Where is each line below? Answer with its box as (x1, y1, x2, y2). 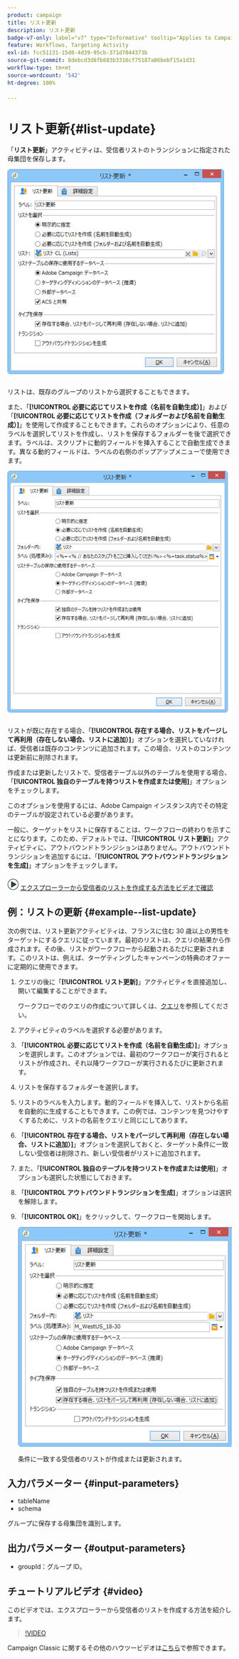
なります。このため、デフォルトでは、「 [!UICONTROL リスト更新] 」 (19, 834, 218, 843)
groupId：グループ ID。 (17, 1563, 86, 1571)
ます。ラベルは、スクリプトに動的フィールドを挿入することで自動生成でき (7, 438, 225, 447)
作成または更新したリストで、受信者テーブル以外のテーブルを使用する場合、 (7, 768, 231, 776)
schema (17, 1504, 41, 1513)
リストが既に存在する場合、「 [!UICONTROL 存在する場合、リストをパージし (7, 726, 228, 735)
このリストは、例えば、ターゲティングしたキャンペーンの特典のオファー (18, 953, 231, 962)
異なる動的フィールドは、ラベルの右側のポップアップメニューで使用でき (18, 447, 231, 456)
